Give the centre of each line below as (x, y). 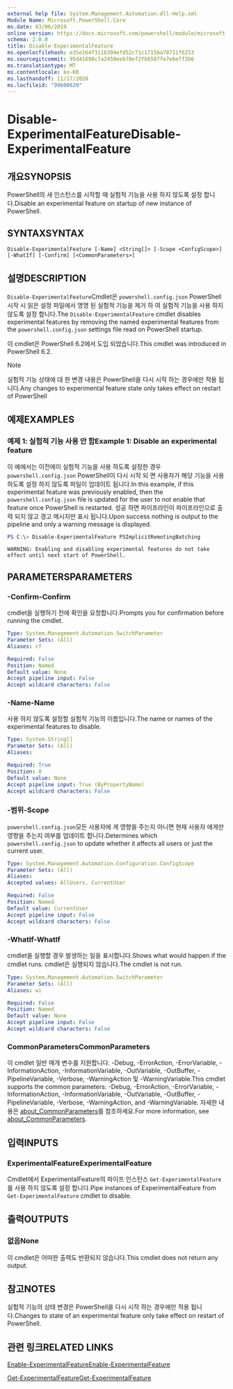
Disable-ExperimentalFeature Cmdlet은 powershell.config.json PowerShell (114, 296)
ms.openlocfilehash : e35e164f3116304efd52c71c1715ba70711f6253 (101, 53)
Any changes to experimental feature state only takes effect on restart (120, 388)
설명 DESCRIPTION (47, 279)
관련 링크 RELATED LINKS (60, 1347)
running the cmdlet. (35, 621)
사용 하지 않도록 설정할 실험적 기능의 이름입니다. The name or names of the (110, 719)
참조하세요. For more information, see (157, 1111)
